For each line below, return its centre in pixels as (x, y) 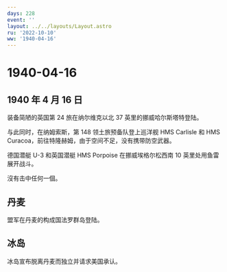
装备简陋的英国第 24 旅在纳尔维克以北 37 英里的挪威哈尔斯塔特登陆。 (105, 118)
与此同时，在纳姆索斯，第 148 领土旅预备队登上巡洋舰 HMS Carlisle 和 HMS (114, 132)
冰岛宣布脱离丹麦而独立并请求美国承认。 (64, 261)
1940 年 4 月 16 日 (45, 100)
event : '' (21, 20)
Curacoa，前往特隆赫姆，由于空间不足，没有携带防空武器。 (92, 140)
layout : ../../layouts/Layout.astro (59, 26)
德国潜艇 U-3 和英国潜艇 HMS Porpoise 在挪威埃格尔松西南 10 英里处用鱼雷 (113, 156)
